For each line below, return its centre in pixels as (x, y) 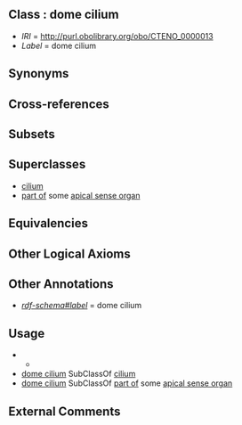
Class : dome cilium (64, 15)
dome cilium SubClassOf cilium (78, 374)
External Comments (65, 411)
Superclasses (47, 164)
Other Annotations (61, 284)
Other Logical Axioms (69, 253)
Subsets (32, 134)
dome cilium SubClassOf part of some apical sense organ (127, 383)
